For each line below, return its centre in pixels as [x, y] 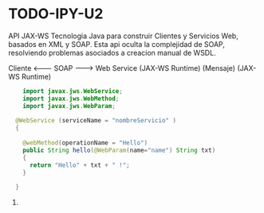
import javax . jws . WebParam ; [69, 106]
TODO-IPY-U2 [56, 14]
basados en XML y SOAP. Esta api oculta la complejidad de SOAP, [117, 44]
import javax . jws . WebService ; [73, 91]
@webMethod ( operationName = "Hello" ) [85, 143]
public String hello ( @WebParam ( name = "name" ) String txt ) [119, 150]
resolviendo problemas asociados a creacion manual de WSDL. [112, 52]
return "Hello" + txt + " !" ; [79, 165]
